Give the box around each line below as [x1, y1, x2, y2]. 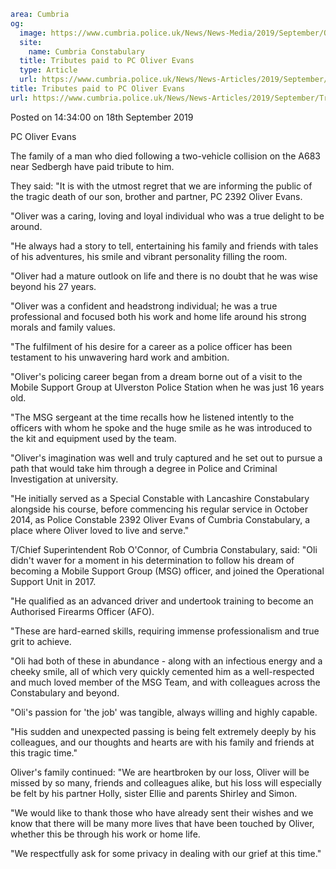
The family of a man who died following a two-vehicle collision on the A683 [10, 150, 321, 162]
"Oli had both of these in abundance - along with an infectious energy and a [10, 655, 323, 667]
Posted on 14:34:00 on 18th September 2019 [10, 111, 194, 123]
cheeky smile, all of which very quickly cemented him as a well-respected [10, 665, 315, 677]
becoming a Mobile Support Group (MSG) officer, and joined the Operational [10, 565, 325, 577]
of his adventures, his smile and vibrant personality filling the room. [10, 250, 288, 262]
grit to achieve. [10, 635, 72, 647]
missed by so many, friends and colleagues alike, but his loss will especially [10, 776, 322, 789]
